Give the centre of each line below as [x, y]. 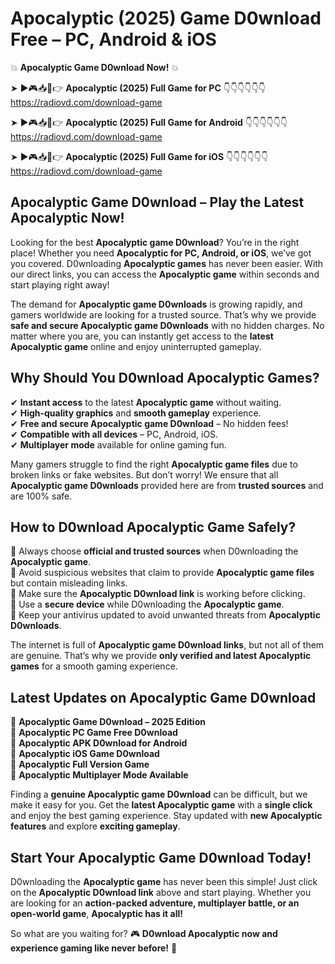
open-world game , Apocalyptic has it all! [96, 913]
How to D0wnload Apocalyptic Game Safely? [153, 527]
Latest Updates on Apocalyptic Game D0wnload [163, 697]
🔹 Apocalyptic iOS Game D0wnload [85, 754]
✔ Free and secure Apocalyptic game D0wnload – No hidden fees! [149, 423]
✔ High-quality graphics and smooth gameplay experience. [136, 413]
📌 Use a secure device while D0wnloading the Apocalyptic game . [147, 604]
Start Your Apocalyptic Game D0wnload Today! [161, 857]
